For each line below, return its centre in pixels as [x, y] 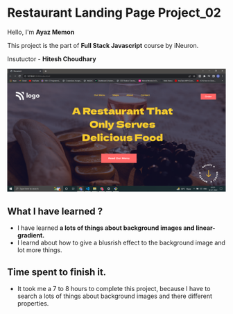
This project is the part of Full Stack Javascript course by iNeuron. [103, 45]
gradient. [31, 235]
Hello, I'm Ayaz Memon [41, 32]
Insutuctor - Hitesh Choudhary [52, 59]
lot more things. [40, 250]
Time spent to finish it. [57, 272]
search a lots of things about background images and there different [115, 296]
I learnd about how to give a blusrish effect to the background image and [121, 243]
